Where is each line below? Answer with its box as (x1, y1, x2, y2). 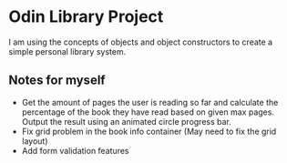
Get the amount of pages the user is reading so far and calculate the (21, 97, 279, 107)
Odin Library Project (8, 6, 164, 27)
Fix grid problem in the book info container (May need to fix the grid (21, 126, 277, 137)
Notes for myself (8, 73, 106, 88)
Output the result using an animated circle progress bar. (21, 116, 231, 127)
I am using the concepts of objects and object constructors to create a (8, 36, 273, 47)
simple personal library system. (8, 46, 127, 56)
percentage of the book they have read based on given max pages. (21, 107, 275, 117)
